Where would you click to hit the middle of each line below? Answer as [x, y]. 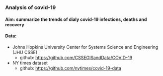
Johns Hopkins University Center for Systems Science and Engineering [85, 47]
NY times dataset [30, 63]
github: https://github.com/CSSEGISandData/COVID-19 [76, 57]
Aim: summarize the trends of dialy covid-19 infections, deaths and [76, 19]
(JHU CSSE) [25, 52]
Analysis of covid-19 [31, 7]
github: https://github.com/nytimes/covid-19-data [71, 68]
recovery [15, 24]
